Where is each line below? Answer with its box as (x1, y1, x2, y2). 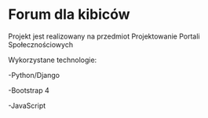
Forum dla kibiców (8, 6, 131, 24)
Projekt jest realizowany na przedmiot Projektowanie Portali (8, 31, 200, 41)
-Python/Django (8, 70, 60, 79)
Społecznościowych (8, 39, 73, 49)
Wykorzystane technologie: (8, 55, 97, 65)
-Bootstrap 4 (8, 85, 49, 95)
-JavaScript (8, 101, 46, 110)
